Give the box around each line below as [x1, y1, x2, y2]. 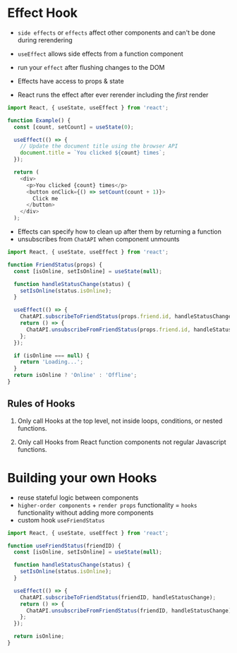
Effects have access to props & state [17, 76, 125, 85]
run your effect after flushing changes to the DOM [17, 63, 165, 71]
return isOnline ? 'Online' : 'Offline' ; [13, 372, 138, 379]
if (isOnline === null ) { [13, 352, 90, 359]
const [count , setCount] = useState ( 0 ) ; [13, 124, 134, 131]
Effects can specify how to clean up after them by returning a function [17, 227, 222, 236]
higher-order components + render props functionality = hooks [17, 501, 197, 509]
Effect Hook [7, 5, 78, 21]
